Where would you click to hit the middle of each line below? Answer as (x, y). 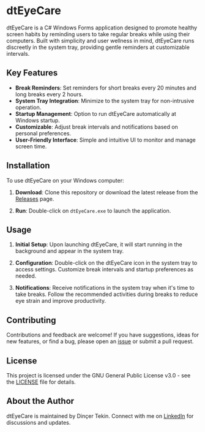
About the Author (40, 401)
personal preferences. (43, 133)
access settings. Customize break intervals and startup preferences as (104, 270)
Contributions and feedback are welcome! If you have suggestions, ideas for (103, 335)
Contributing (31, 320)
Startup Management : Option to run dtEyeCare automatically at (95, 113)
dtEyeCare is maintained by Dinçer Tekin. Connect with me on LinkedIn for (100, 416)
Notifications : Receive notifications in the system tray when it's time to (105, 288)
